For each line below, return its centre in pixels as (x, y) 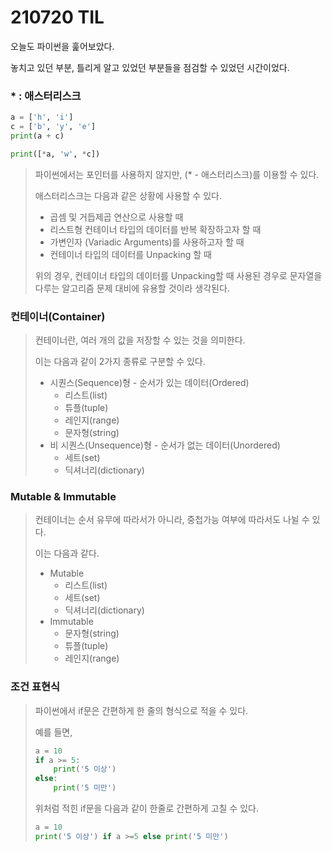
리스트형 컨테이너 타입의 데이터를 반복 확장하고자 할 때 (155, 229)
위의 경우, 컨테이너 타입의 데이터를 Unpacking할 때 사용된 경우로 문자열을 (178, 275)
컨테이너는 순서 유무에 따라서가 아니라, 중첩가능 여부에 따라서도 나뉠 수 (172, 520)
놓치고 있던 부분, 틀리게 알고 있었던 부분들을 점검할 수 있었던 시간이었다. (150, 67)
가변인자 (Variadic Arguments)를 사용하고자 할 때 (147, 242)
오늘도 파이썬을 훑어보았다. (62, 46)
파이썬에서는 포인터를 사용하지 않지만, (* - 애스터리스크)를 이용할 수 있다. (177, 174)
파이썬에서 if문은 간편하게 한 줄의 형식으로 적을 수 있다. (141, 710)
